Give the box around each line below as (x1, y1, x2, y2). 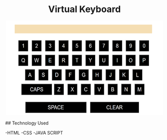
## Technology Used (5, 120, 49, 126)
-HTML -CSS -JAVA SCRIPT (5, 129, 63, 135)
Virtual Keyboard (48, 4, 121, 15)
